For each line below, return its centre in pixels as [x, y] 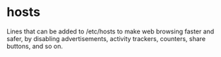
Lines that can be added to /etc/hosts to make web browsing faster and [110, 31]
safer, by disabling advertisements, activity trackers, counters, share [106, 38]
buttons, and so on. [35, 46]
